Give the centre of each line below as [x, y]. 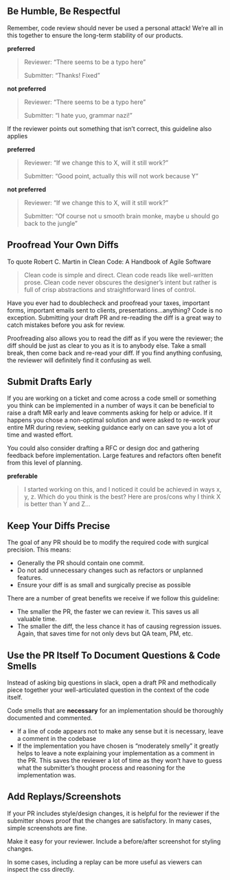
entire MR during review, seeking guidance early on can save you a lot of [110, 428]
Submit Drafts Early [50, 382]
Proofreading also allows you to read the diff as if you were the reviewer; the [115, 338]
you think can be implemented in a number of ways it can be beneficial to [111, 406]
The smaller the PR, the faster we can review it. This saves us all [108, 611]
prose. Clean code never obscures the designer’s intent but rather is [120, 282]
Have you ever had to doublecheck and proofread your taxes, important [108, 303]
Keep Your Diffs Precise [59, 526]
